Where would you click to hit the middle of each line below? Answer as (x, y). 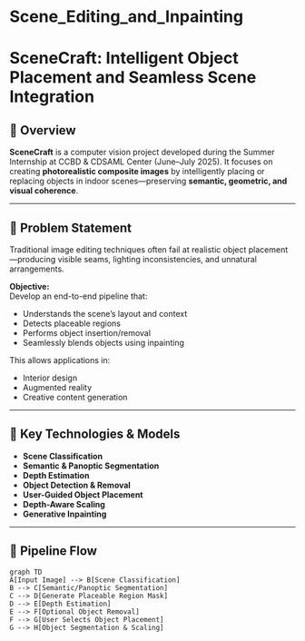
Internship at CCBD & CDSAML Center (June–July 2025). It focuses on (142, 162)
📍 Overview (43, 130)
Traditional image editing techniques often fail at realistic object (128, 250)
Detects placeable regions (71, 323)
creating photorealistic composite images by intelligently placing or (137, 172)
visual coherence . (44, 191)
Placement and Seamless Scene (133, 78)
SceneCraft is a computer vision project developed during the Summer (142, 153)
